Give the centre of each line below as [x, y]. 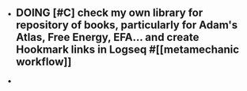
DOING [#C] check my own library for [109, 13]
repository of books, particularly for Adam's [127, 25]
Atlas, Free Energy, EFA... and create [107, 37]
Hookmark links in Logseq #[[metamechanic [127, 50]
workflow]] [44, 62]
